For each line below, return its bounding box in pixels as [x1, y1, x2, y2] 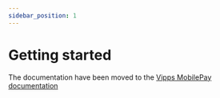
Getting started [8, 45, 112, 64]
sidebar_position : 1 [8, 11, 78, 20]
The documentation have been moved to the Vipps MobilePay [8, 73, 212, 82]
